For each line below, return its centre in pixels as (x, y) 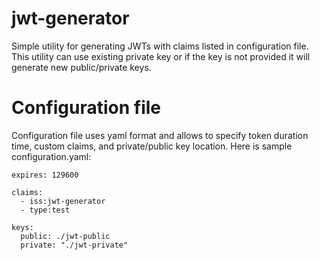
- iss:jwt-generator (63, 201)
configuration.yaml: (51, 156)
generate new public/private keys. (81, 67)
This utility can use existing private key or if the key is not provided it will (161, 56)
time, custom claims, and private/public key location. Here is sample (152, 146)
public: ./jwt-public (65, 236)
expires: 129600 (45, 175)
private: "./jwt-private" (74, 245)
